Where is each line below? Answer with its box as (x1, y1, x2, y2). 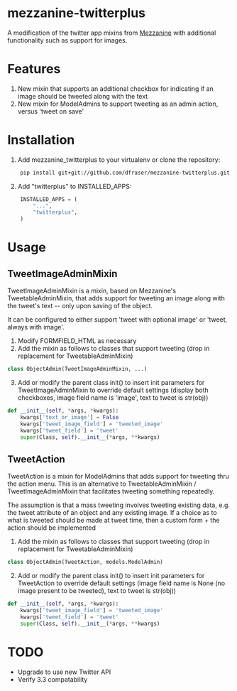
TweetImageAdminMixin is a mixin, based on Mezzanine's (7, 286, 176, 295)
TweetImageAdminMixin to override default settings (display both (17, 386, 209, 395)
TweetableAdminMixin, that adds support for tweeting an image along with (7, 294, 225, 303)
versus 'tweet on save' (17, 107, 84, 115)
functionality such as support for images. (7, 36, 128, 44)
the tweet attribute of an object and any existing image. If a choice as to (7, 508, 218, 517)
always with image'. (7, 323, 65, 332)
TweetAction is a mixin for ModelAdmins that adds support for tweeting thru (7, 472, 229, 481)
